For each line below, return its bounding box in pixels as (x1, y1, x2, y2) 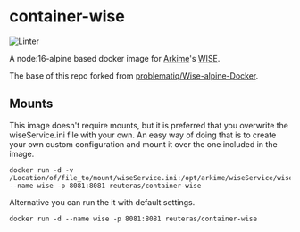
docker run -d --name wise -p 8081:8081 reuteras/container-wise (9, 214, 257, 223)
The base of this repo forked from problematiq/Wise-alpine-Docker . (9, 70, 259, 81)
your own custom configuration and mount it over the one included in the (9, 138, 279, 149)
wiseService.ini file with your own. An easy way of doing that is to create (9, 129, 277, 140)
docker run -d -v (9, 165, 74, 175)
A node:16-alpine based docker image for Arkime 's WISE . (9, 53, 221, 63)
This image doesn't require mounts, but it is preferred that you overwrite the (9, 120, 288, 130)
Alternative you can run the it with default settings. (9, 196, 196, 207)
